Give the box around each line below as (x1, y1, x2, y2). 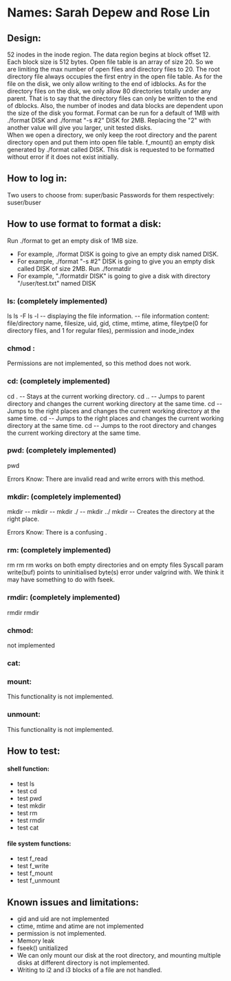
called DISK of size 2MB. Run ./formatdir (16, 264, 132, 272)
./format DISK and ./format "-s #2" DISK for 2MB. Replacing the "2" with (7, 116, 211, 125)
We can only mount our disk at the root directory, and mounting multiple (16, 951, 221, 960)
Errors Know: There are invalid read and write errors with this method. (7, 475, 205, 483)
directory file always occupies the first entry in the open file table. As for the (7, 72, 223, 80)
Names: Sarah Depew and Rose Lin (7, 5, 210, 21)
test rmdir (16, 817, 45, 825)
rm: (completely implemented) (7, 546, 111, 555)
